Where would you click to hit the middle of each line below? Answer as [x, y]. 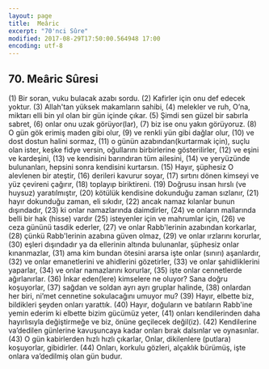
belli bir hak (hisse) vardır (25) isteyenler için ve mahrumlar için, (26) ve [127, 218]
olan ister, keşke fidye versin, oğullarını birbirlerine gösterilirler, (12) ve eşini [134, 150]
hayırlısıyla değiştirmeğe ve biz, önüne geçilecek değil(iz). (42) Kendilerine [132, 321]
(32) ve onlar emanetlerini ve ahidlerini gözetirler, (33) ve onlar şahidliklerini [134, 261]
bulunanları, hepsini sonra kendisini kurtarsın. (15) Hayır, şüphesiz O [121, 167]
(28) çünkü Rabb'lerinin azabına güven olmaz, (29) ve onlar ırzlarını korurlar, [135, 235]
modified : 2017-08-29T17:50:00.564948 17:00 [84, 38]
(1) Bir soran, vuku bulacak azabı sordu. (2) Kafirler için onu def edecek [127, 98]
